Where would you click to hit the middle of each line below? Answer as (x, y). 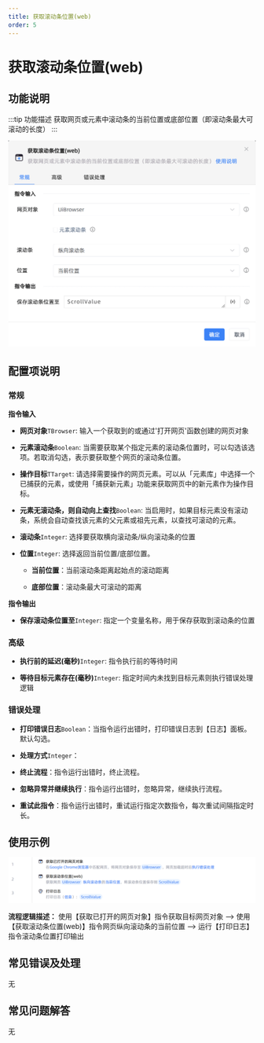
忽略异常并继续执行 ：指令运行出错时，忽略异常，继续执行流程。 (123, 788)
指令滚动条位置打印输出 (46, 936)
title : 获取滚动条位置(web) (50, 17)
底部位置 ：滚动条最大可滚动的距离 (86, 587)
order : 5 (22, 25)
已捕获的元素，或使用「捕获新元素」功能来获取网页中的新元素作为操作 (133, 484)
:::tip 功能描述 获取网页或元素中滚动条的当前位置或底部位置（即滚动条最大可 (131, 119)
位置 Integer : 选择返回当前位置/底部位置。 (87, 553)
